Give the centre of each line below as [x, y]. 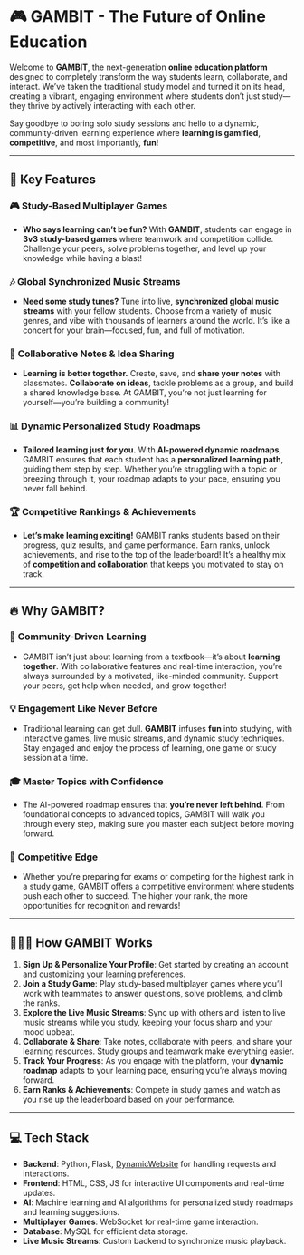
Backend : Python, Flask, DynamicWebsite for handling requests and [149, 1164]
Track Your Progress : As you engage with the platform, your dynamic [153, 1061]
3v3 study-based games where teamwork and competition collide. [148, 238]
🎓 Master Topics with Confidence [87, 782]
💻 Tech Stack [49, 1138]
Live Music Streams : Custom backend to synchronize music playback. [154, 1241]
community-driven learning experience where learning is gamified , [135, 132]
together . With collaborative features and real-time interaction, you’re [152, 666]
